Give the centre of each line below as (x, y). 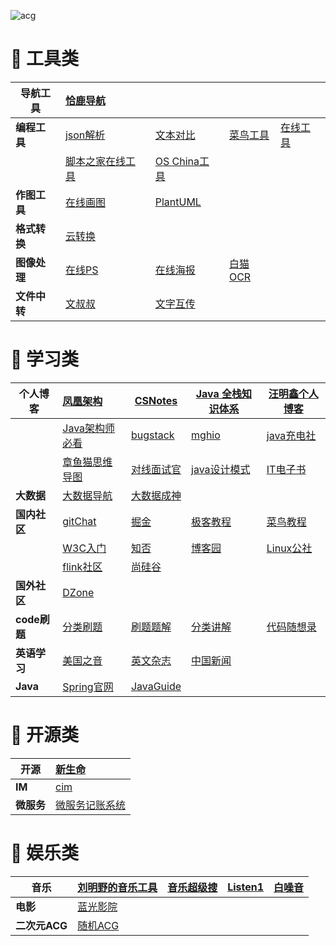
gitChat (79, 521)
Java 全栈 (219, 393)
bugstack (152, 435)
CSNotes (156, 400)
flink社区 (82, 567)
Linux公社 (289, 548)
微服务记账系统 (91, 805)
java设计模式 (221, 469)
